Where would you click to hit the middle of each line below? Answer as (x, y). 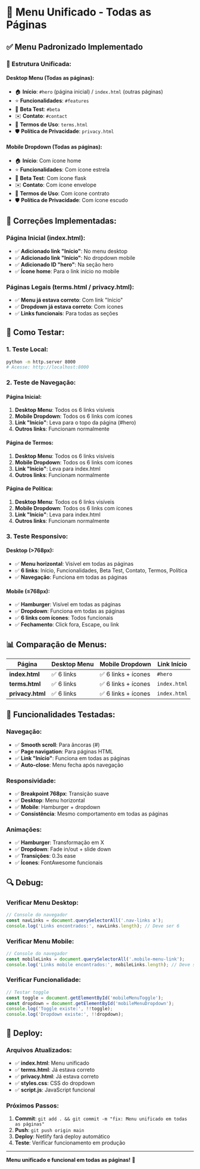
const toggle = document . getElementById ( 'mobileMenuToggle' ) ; (85, 998)
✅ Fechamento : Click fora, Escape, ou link (67, 625)
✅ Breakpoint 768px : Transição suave (62, 793)
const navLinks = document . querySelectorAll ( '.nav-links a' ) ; (85, 920)
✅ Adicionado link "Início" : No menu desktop (71, 251)
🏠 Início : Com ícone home (48, 160)
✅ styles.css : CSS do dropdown (55, 1083)
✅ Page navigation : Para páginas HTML (64, 751)
